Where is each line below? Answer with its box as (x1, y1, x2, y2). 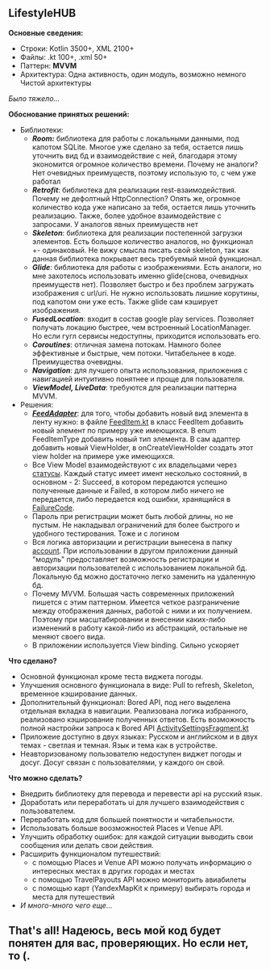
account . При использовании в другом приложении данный (31, 546, 238, 555)
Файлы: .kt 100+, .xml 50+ (19, 52, 108, 61)
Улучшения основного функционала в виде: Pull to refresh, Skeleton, (19, 680, 255, 690)
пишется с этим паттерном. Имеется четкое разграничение (31, 597, 240, 607)
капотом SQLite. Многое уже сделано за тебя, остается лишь (31, 141, 244, 152)
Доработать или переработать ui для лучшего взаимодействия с (19, 797, 245, 807)
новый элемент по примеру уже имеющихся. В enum (31, 425, 217, 435)
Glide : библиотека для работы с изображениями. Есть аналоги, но (31, 262, 262, 272)
